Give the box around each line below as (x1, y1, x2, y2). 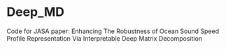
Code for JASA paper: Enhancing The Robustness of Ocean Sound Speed (6, 27, 220, 35)
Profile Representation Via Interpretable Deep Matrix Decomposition (6, 34, 203, 42)
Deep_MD (6, 4, 64, 20)
